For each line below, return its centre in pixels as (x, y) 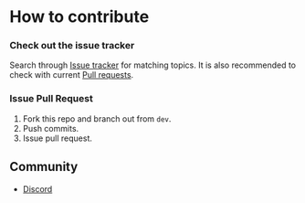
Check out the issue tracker (72, 46)
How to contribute (79, 17)
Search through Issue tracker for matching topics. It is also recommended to (153, 65)
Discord (37, 188)
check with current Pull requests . (72, 75)
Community (44, 167)
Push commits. (51, 128)
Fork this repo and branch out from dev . (97, 118)
